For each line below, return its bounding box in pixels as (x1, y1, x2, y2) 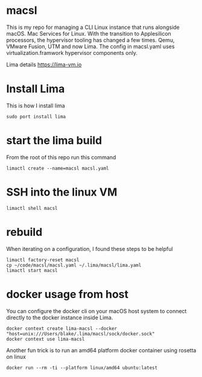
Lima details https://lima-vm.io (6, 61, 82, 68)
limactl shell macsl (6, 205, 58, 211)
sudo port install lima (6, 113, 66, 119)
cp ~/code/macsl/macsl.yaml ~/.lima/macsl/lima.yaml (6, 262, 142, 268)
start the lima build (6, 134, 103, 148)
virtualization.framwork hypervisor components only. (6, 49, 137, 56)
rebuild (6, 225, 43, 239)
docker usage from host (6, 287, 128, 301)
